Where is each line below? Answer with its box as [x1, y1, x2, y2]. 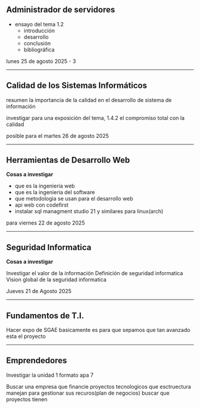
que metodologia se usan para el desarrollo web [14, 195, 133, 202]
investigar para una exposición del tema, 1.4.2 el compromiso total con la [6, 114, 185, 121]
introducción [23, 27, 55, 34]
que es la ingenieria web [14, 182, 76, 190]
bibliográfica [23, 46, 55, 53]
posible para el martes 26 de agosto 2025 [6, 132, 109, 139]
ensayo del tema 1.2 [14, 20, 64, 27]
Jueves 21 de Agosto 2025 [6, 288, 72, 295]
